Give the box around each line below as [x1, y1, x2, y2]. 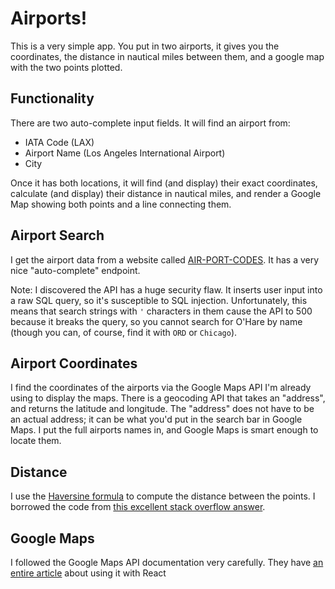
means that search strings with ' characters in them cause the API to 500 [10, 305, 313, 317]
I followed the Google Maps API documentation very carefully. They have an [10, 557, 324, 568]
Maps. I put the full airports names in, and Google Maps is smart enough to [10, 424, 319, 436]
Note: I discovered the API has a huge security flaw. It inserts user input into [10, 283, 323, 296]
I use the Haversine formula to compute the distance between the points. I [10, 490, 316, 502]
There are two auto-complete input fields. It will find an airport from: [10, 117, 291, 129]
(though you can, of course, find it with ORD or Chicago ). [10, 326, 238, 338]
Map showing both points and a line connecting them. [10, 198, 232, 210]
